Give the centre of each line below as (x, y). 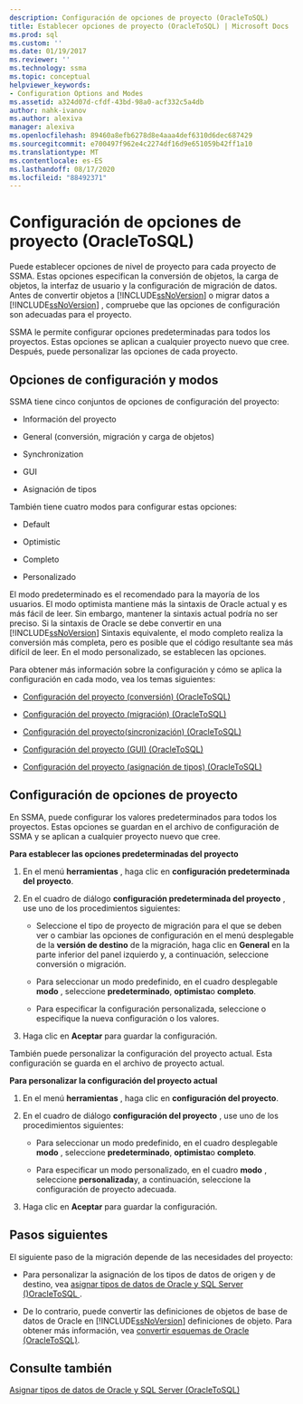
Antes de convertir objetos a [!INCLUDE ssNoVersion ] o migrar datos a (139, 296)
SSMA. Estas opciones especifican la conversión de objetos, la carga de (144, 276)
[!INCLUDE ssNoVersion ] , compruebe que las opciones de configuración (145, 305)
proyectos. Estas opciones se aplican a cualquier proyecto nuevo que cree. (149, 342)
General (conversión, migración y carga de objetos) (118, 436)
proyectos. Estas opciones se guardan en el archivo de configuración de (144, 826)
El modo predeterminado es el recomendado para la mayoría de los (135, 594)
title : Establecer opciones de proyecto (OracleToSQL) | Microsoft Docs (149, 26)
